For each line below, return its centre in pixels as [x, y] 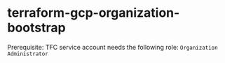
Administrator [28, 54]
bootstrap [36, 28]
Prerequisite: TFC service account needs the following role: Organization [113, 47]
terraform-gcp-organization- [94, 13]
